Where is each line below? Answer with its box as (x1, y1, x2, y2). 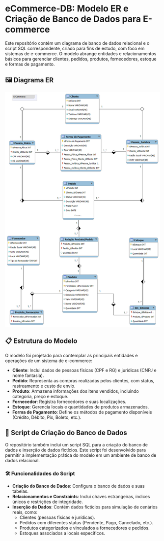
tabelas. (12, 488, 28, 494)
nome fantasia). (12, 372, 44, 378)
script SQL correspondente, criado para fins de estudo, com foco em (5, 45, 145, 51)
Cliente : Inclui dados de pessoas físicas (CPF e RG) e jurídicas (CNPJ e (12, 367, 157, 373)
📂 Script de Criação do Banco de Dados (5, 429, 127, 437)
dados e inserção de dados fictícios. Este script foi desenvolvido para (5, 447, 146, 453)
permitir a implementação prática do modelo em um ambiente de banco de (5, 452, 157, 458)
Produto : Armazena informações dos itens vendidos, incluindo (12, 388, 139, 394)
